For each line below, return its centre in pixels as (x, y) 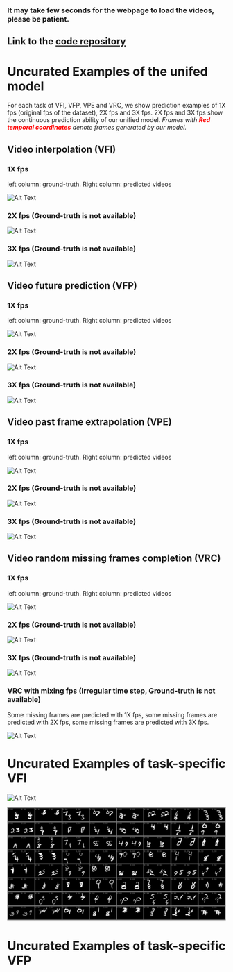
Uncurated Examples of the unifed (107, 71)
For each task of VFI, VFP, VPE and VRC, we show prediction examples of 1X (116, 106)
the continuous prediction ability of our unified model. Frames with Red (109, 120)
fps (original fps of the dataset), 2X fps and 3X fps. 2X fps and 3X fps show (115, 112)
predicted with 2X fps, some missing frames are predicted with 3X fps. (108, 722)
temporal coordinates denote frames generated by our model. (97, 128)
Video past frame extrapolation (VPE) (89, 422)
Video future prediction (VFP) (72, 286)
